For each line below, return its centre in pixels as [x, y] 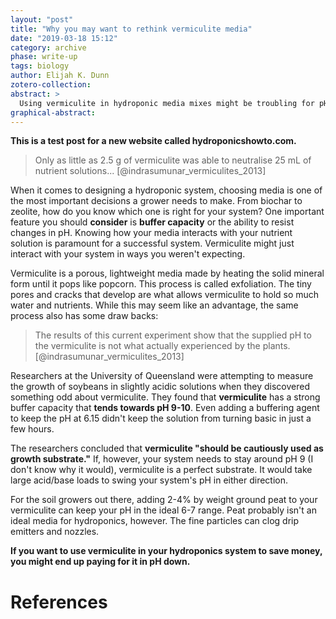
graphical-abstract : [53, 112]
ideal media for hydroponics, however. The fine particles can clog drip [155, 521]
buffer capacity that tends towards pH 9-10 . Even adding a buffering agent [165, 408]
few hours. [32, 429]
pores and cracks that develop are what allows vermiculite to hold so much [165, 295]
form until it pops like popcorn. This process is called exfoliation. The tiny [161, 284]
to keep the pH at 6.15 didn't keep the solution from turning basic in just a [161, 418]
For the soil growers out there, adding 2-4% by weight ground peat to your [164, 500]
